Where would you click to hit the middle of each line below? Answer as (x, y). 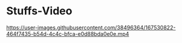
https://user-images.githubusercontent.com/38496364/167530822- (91, 27)
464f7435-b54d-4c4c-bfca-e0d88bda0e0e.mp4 (68, 33)
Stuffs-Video (39, 11)
